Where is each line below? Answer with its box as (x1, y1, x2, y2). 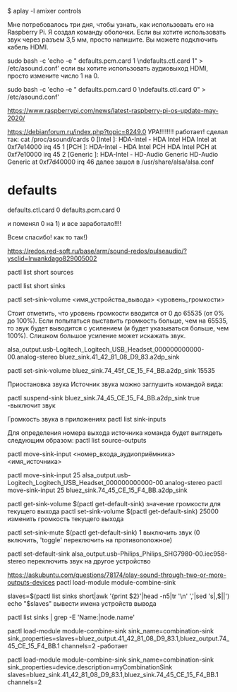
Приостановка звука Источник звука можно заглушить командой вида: (7, 380, 224, 388)
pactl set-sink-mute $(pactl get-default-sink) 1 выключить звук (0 (7, 528, 200, 537)
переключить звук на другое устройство (27, 556, 151, 565)
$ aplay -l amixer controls (7, 7, 82, 15)
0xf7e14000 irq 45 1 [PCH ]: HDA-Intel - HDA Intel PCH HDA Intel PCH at (7, 143, 217, 151)
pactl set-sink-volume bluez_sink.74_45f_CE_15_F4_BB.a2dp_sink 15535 (7, 366, 215, 374)
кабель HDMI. (7, 43, 49, 51)
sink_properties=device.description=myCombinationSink (7, 662, 173, 671)
